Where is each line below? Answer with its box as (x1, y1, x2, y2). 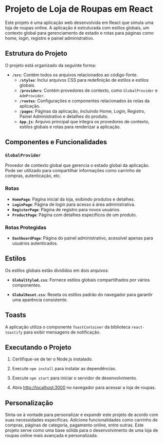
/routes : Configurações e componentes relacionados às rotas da (19, 98, 150, 104)
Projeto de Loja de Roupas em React (5, 3, 153, 15)
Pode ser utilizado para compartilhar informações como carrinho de (5, 168, 141, 174)
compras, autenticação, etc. (5, 173, 61, 179)
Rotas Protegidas (5, 224, 47, 231)
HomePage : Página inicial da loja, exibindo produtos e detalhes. (12, 196, 135, 202)
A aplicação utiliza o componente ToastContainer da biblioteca (5, 324, 130, 330)
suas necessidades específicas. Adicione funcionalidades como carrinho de (5, 417, 158, 423)
